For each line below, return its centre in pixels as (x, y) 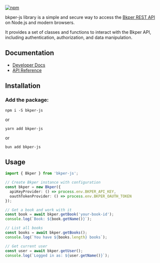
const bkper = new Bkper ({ (33, 187)
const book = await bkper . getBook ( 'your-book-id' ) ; (59, 214)
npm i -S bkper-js (24, 110)
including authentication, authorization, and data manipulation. (69, 37)
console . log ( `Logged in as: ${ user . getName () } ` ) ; (57, 256)
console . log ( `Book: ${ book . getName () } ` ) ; (49, 219)
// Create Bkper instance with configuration (53, 183)
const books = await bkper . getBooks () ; (46, 233)
